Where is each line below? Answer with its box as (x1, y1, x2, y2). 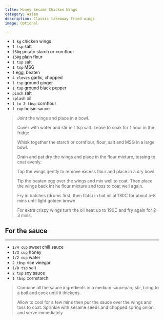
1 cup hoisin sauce (12, 106, 50, 112)
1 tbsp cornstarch (12, 275, 49, 281)
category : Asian (5, 12, 38, 17)
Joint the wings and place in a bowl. (17, 115, 89, 121)
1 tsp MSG (12, 64, 35, 70)
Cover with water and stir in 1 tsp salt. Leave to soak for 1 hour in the (17, 125, 155, 131)
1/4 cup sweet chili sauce (12, 244, 64, 250)
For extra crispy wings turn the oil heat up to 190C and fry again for (17, 207, 152, 213)
